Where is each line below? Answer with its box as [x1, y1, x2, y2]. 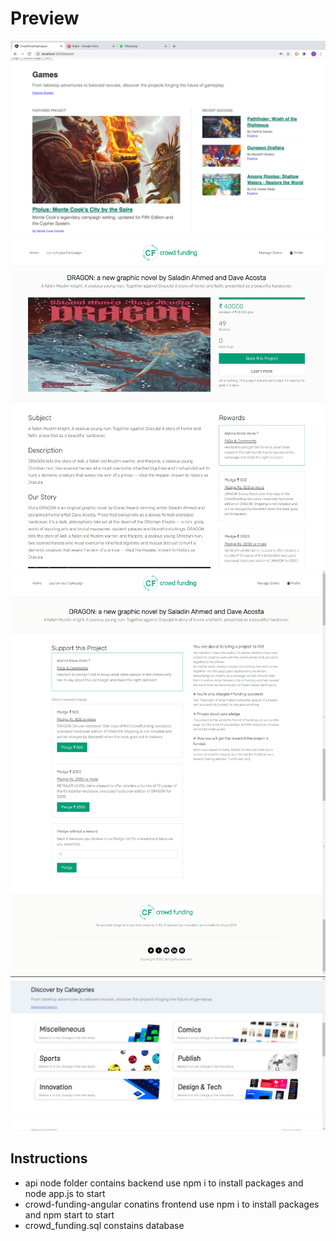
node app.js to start [24, 1187, 106, 1199]
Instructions [10, 1150, 88, 1167]
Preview [10, 7, 80, 30]
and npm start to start [24, 1208, 115, 1221]
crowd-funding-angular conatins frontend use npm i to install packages [24, 1198, 320, 1210]
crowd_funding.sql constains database [24, 1219, 185, 1231]
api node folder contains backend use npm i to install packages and [24, 1177, 304, 1189]
